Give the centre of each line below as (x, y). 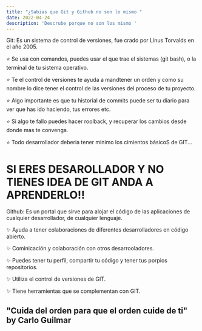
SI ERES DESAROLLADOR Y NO (85, 169)
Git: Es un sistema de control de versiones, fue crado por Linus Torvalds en (100, 41)
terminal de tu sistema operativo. (47, 68)
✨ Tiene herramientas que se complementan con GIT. (73, 291)
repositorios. (22, 267)
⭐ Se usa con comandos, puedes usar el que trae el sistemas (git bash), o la (101, 59)
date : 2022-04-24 (28, 18)
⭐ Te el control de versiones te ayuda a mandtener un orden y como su (95, 80)
